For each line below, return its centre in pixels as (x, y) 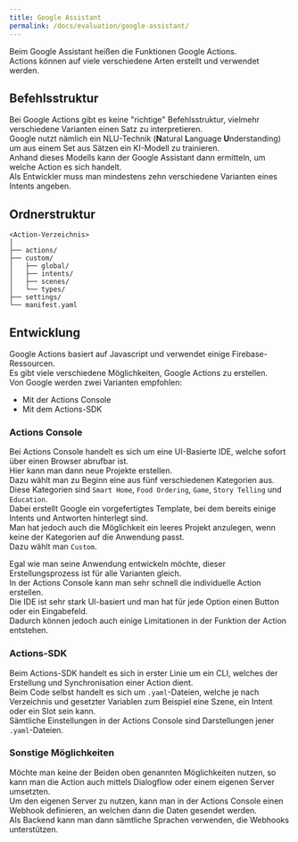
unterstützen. (34, 829)
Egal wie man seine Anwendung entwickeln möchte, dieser (117, 564)
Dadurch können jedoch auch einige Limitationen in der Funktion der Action (148, 621)
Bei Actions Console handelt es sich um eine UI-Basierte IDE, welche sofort (148, 452)
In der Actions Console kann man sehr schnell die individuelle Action (135, 583)
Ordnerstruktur (53, 214)
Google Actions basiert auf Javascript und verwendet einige (120, 354)
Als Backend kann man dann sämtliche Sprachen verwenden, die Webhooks (149, 820)
